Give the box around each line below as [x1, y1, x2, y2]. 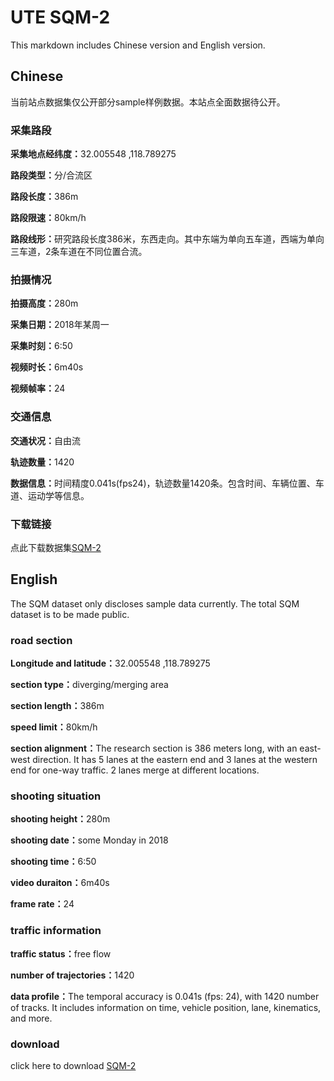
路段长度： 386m [10, 191, 79, 203]
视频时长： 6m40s [10, 361, 84, 373]
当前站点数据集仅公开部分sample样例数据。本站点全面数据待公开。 [10, 96, 286, 108]
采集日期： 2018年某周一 [10, 319, 110, 331]
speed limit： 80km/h [10, 721, 98, 733]
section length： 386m [10, 700, 105, 712]
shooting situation [10, 789, 102, 803]
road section [10, 633, 73, 647]
